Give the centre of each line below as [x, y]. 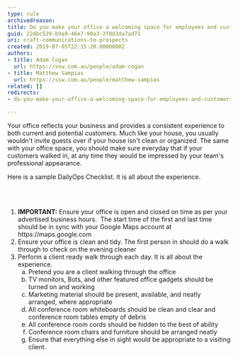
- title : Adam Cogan [38, 60]
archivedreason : [31, 21]
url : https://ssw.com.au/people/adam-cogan [79, 66]
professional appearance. [45, 163]
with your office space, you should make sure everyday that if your [105, 148]
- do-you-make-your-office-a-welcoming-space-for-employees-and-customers [120, 100]
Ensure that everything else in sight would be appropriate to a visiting [129, 339]
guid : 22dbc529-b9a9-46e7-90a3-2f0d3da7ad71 [74, 34]
